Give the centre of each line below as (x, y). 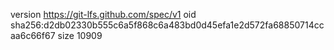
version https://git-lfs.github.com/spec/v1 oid (103, 14)
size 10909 (80, 35)
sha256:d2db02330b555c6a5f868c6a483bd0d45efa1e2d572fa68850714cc (167, 25)
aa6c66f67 (33, 35)
